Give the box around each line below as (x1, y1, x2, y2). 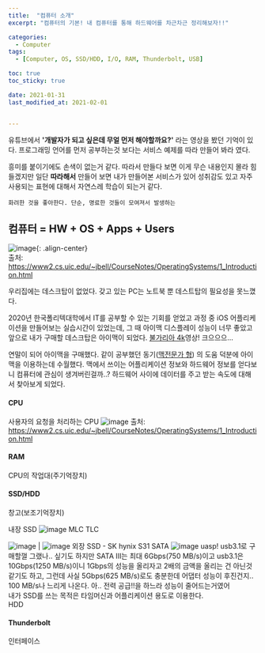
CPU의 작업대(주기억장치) (8, 470, 88, 480)
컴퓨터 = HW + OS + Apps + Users (8, 222, 176, 236)
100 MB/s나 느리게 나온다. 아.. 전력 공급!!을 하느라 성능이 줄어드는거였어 (8, 580, 231, 590)
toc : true (8, 70, 41, 77)
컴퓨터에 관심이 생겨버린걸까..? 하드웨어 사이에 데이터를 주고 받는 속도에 (16, 369, 237, 379)
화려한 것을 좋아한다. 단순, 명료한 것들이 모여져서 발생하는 (8, 198, 176, 206)
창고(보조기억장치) (8, 508, 65, 517)
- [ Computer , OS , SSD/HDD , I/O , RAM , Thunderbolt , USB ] (15, 55, 203, 63)
